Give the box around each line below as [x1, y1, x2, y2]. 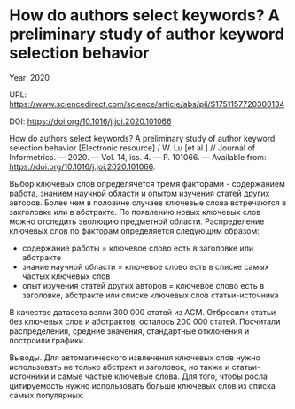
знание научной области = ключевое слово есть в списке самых [21, 261, 269, 272]
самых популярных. [9, 390, 85, 400]
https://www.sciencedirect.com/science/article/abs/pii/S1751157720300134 [9, 98, 285, 109]
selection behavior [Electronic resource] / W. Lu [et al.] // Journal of [9, 143, 255, 153]
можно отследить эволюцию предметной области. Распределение [9, 216, 265, 227]
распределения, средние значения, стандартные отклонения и [9, 325, 250, 336]
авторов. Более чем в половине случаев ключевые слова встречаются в [9, 197, 287, 208]
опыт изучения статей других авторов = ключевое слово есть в [21, 280, 265, 290]
